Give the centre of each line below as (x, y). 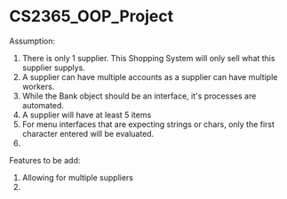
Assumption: (32, 41)
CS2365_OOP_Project (92, 16)
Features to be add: (45, 160)
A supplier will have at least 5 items (87, 115)
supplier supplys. (54, 68)
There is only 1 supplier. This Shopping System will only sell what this (148, 58)
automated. (43, 105)
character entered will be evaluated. (88, 133)
